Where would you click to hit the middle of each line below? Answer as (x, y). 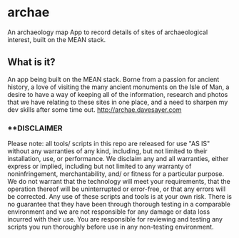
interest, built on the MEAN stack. (57, 39)
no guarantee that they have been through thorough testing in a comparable (119, 205)
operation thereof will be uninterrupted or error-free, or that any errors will (117, 189)
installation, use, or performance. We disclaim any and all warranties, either (118, 159)
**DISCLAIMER (35, 128)
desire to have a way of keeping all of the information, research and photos (118, 94)
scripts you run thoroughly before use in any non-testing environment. (111, 227)
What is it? (31, 62)
